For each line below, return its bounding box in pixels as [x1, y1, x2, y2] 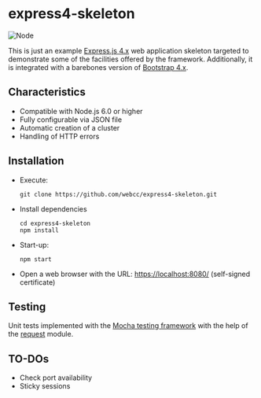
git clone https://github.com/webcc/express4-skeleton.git [19, 190, 218, 198]
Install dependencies [19, 204, 88, 213]
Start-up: [19, 240, 50, 249]
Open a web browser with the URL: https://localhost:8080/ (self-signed [19, 269, 251, 278]
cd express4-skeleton [19, 219, 90, 227]
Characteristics [8, 86, 86, 99]
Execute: [19, 175, 49, 185]
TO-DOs [8, 352, 50, 366]
